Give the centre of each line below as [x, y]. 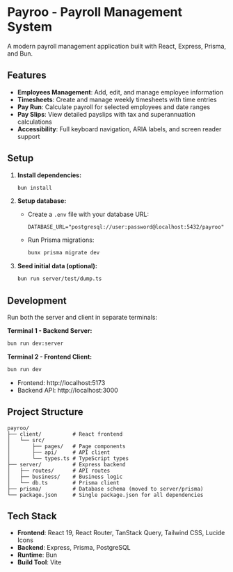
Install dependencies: [49, 175]
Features [27, 75]
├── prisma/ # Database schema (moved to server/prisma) [105, 489]
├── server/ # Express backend [67, 464]
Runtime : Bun [37, 555]
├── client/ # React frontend [65, 434]
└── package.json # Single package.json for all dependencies [105, 495]
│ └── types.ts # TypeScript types [68, 458]
